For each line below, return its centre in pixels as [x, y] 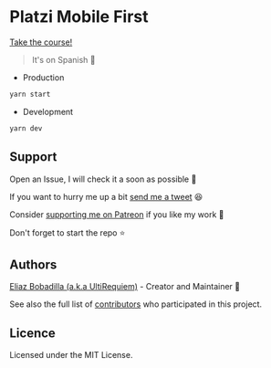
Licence [33, 333]
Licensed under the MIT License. [71, 355]
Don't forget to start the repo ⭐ [68, 232]
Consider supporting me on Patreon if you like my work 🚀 [117, 214]
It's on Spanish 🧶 [63, 59]
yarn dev [26, 128]
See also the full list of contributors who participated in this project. [136, 304]
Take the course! [41, 42]
